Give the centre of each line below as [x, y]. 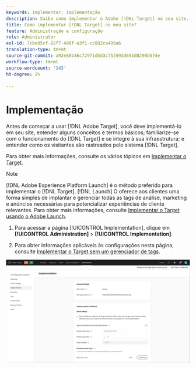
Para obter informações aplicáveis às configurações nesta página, [94, 246]
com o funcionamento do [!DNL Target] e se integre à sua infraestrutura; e [95, 139]
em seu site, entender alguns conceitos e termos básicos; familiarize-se [92, 132]
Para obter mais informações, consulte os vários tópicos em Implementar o [96, 156]
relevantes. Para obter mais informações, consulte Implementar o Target [93, 210]
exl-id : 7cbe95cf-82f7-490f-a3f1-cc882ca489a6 [64, 43]
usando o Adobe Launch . [36, 216]
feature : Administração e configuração [55, 31]
